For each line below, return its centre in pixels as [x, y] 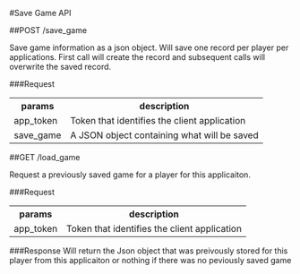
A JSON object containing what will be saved [164, 135]
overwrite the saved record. [60, 67]
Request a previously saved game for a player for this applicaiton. [130, 175]
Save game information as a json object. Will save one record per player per [149, 47]
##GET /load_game [45, 157]
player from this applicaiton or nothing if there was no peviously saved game [150, 260]
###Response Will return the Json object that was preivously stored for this [149, 251]
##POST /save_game [48, 30]
